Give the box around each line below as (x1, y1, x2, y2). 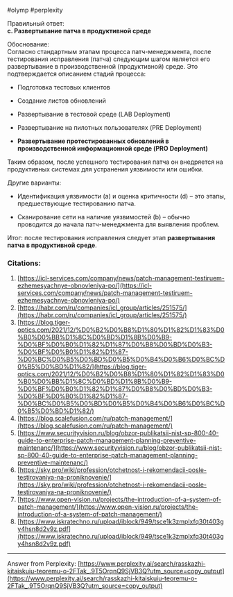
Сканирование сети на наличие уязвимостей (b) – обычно (17, 213, 191, 221)
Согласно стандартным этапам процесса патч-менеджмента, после (7, 48, 212, 56)
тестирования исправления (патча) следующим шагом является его (7, 55, 210, 63)
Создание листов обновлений (17, 96, 106, 105)
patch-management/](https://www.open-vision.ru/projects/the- (17, 503, 199, 511)
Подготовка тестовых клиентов (17, 83, 111, 91)
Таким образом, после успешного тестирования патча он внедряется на (7, 158, 223, 166)
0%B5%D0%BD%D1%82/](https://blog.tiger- (17, 362, 147, 371)
